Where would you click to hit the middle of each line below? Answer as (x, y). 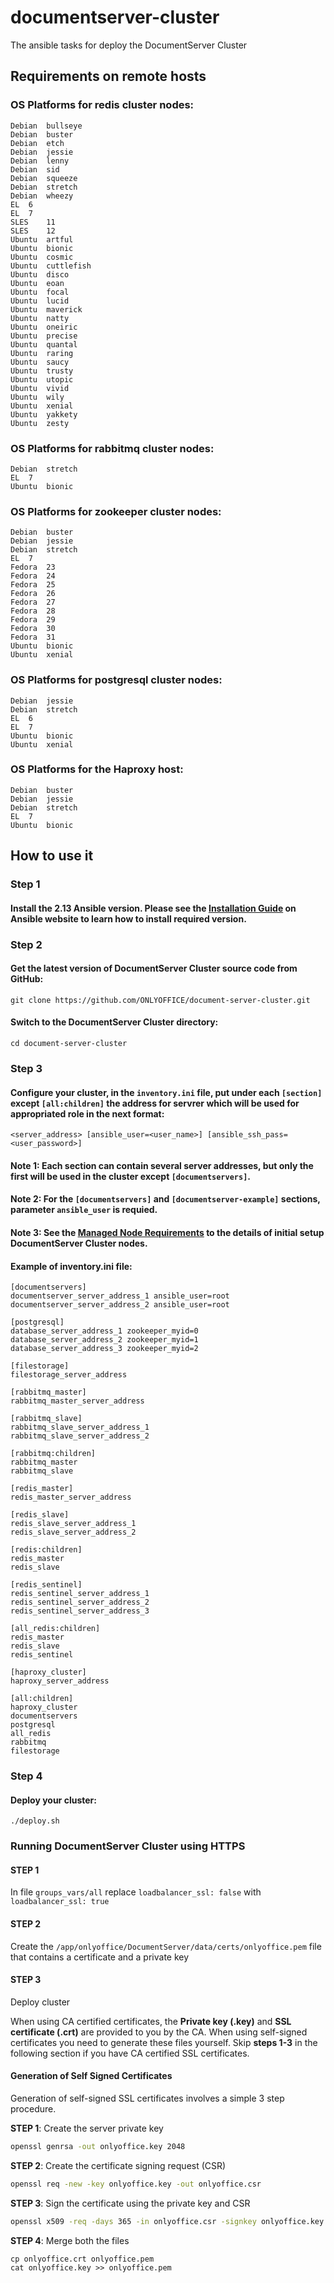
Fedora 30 (33, 629)
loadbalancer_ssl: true (60, 1902)
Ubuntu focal (40, 292)
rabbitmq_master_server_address (77, 1401)
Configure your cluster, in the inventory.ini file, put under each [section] (166, 1092)
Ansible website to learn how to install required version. (128, 918)
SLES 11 (33, 222)
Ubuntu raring (42, 353)
